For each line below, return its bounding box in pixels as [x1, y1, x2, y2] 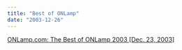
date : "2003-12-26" [7, 16, 64, 23]
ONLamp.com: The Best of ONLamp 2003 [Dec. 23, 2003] [7, 35, 175, 43]
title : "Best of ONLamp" [7, 10, 79, 17]
